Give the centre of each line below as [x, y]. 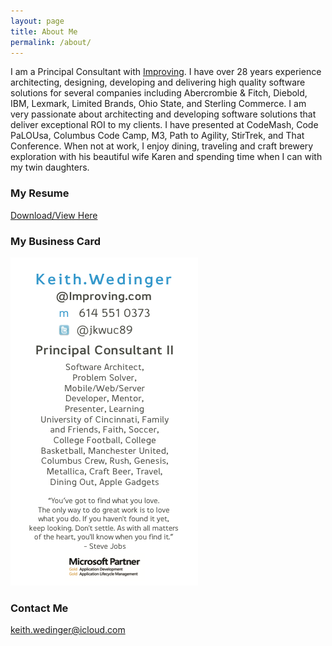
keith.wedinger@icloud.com [68, 630]
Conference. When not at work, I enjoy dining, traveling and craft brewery [162, 146]
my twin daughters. [50, 167]
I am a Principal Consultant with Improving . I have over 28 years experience [166, 72]
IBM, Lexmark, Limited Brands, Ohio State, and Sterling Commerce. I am [158, 104]
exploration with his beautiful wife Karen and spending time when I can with [166, 157]
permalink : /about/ [51, 42]
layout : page [37, 21]
